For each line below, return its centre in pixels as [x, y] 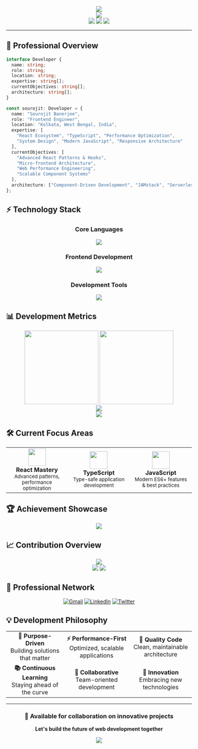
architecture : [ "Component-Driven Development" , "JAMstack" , [88, 185]
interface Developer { [34, 59]
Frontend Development [99, 257]
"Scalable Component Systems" [54, 174]
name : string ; [29, 65]
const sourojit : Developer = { [44, 108]
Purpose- [37, 636]
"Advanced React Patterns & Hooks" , [62, 158]
